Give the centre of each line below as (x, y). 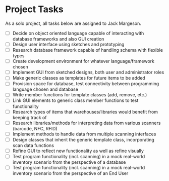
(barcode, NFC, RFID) (35, 128)
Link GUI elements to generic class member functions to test (75, 100)
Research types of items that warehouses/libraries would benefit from (85, 112)
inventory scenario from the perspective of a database (69, 162)
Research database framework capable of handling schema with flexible (88, 50)
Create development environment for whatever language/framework (83, 61)
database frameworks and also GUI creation (58, 39)
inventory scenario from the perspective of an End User (70, 173)
